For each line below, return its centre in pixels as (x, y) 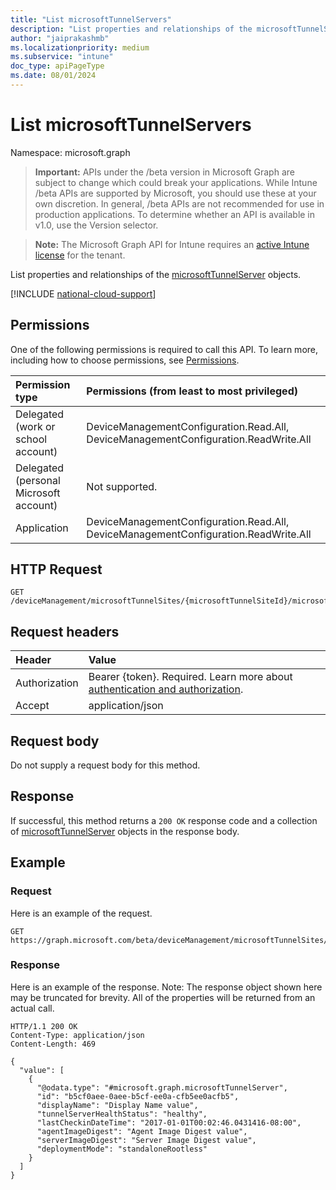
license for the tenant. (80, 255)
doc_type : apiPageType (57, 66)
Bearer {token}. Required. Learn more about (190, 677)
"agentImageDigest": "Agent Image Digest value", (142, 1131)
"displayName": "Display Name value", (117, 1105)
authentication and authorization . (166, 689)
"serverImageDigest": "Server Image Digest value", (146, 1140)
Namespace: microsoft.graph (70, 152)
